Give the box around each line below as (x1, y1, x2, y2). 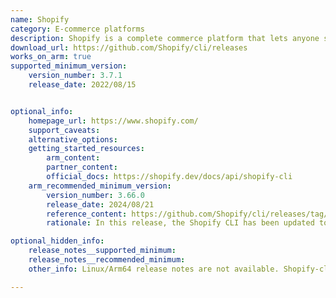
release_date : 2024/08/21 (46, 199, 155, 210)
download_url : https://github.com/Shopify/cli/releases (10, 42, 248, 53)
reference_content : (46, 209, 128, 219)
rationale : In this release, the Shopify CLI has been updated (46, 218, 315, 228)
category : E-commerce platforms (10, 24, 145, 34)
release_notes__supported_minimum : (28, 246, 177, 256)
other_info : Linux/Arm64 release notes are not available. (28, 264, 280, 274)
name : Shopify (10, 14, 70, 25)
